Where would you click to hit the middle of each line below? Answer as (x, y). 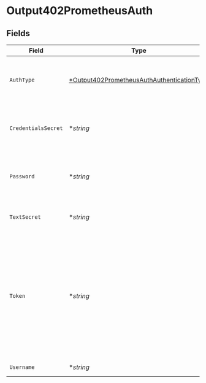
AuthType (22, 80)
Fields (18, 33)
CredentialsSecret (36, 128)
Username (22, 367)
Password (22, 176)
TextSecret (25, 217)
